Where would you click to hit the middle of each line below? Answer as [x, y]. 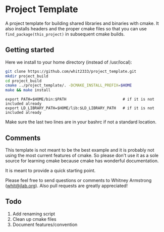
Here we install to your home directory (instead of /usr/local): [69, 62]
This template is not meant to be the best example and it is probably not [80, 150]
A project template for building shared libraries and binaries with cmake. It [82, 23]
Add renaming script [34, 214]
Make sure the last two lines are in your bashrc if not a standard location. [81, 122]
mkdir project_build [27, 76]
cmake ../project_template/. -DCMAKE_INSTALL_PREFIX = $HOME [69, 85]
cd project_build [23, 81]
